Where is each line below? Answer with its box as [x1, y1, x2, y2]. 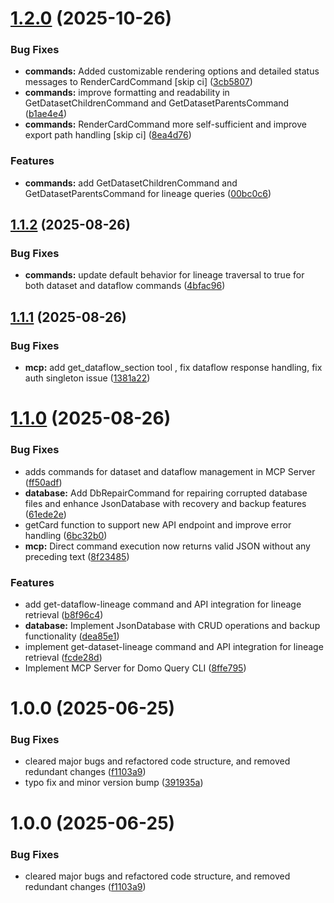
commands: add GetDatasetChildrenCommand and [24, 177, 238, 189]
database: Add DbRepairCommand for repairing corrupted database [24, 487, 308, 499]
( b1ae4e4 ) [24, 108, 68, 120]
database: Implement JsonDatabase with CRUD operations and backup [24, 619, 321, 631]
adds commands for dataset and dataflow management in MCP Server [24, 465, 316, 477]
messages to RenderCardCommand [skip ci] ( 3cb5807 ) [24, 76, 253, 88]
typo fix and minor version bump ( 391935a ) [24, 777, 204, 789]
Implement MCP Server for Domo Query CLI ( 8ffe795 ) [24, 662, 247, 674]
